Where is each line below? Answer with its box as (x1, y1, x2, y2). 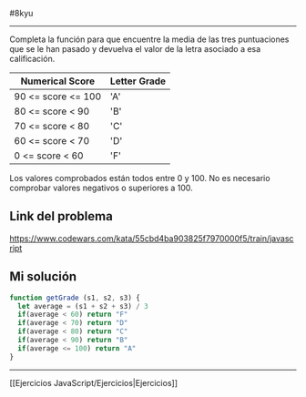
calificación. (9, 54, 56, 64)
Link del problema (9, 209, 114, 224)
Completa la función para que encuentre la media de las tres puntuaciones (9, 34, 290, 45)
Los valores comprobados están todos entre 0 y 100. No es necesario (9, 173, 270, 183)
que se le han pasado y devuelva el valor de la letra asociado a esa (9, 44, 261, 54)
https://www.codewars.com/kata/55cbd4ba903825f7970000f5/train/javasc (9, 232, 294, 244)
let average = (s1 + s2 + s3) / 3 (17, 301, 148, 310)
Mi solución (9, 269, 77, 285)
